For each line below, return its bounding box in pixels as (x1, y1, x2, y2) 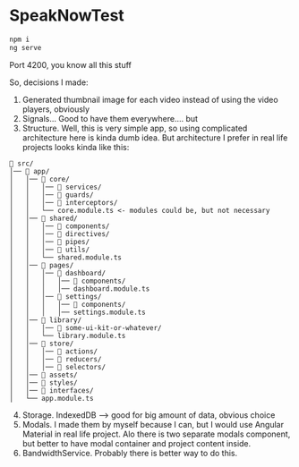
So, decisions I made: (9, 77, 89, 88)
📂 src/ (9, 158, 34, 168)
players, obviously (21, 104, 90, 115)
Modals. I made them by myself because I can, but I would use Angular (21, 419, 285, 429)
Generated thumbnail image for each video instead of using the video (21, 94, 279, 105)
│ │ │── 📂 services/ (9, 183, 102, 191)
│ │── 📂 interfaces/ (9, 386, 94, 395)
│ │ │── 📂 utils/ (9, 245, 90, 254)
